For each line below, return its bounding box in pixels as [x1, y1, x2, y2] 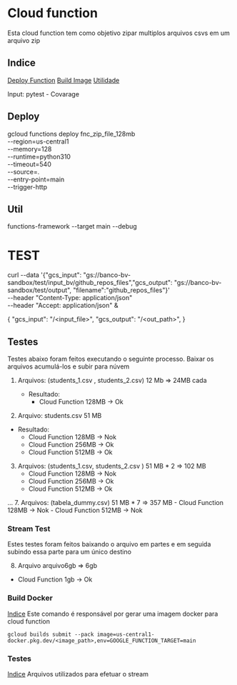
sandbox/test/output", [7, 286, 72, 294]
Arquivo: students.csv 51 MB [17, 411, 102, 420]
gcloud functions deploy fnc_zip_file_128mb [7, 129, 136, 138]
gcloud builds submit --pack [7, 631, 94, 638]
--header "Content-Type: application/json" [7, 294, 133, 302]
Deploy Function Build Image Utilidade [7, 76, 120, 84]
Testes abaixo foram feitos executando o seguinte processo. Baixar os [7, 355, 214, 364]
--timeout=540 [7, 159, 51, 169]
